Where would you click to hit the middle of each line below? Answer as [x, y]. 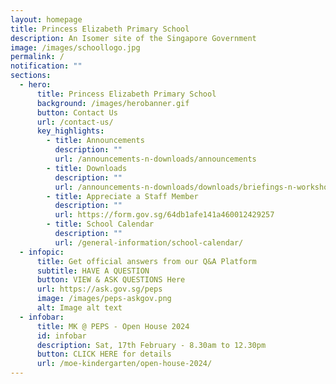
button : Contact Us [77, 112]
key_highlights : [70, 131]
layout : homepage [46, 19]
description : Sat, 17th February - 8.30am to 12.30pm [151, 345]
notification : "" [46, 66]
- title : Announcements [95, 141]
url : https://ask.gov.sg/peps [99, 289]
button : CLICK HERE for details [104, 354]
